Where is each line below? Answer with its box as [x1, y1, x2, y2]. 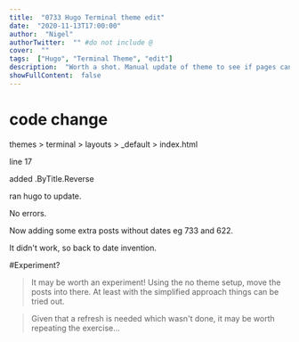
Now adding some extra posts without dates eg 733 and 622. [9, 224, 234, 236]
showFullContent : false [9, 71, 101, 80]
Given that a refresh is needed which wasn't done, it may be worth [30, 313, 276, 323]
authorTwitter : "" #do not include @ [9, 37, 153, 47]
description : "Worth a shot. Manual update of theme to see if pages [9, 63, 277, 72]
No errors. [9, 208, 47, 218]
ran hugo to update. [9, 191, 82, 201]
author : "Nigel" [9, 29, 74, 38]
